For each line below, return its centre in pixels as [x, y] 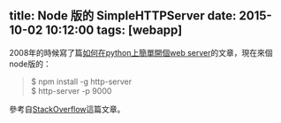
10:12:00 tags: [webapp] [114, 31]
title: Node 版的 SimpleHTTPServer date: [123, 16]
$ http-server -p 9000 [71, 90]
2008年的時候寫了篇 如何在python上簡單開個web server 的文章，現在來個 [141, 52]
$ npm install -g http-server [81, 81]
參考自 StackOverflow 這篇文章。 [67, 109]
